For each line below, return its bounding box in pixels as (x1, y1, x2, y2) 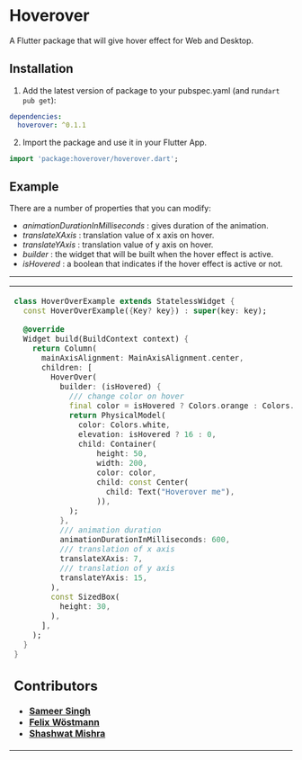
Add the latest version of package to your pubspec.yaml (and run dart (22, 85, 280, 95)
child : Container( (77, 438, 157, 449)
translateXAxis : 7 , (59, 553, 144, 563)
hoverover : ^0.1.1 (17, 121, 87, 130)
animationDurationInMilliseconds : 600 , (59, 534, 231, 544)
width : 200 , (96, 458, 148, 468)
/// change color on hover (68, 391, 184, 401)
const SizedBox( (50, 591, 120, 602)
